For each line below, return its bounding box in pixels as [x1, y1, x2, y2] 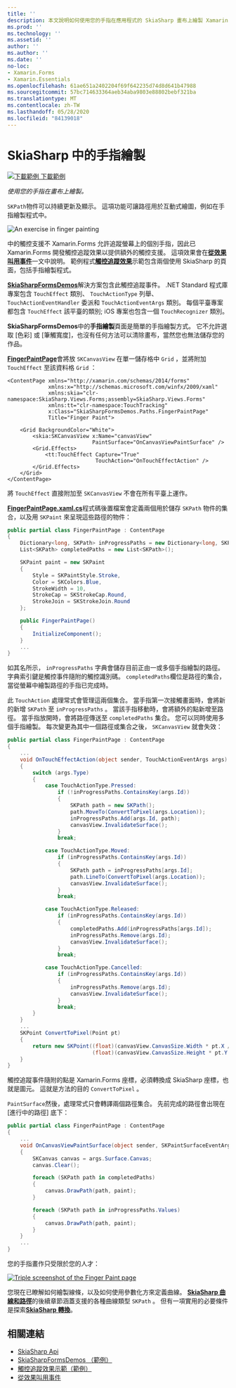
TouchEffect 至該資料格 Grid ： [7, 363, 97, 371]
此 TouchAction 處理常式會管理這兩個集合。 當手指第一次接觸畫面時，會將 [7, 696, 220, 705]
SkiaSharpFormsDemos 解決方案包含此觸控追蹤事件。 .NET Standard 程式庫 [7, 281, 228, 289]
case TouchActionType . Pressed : [44, 782, 137, 790]
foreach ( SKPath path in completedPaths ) [32, 1174, 156, 1181]
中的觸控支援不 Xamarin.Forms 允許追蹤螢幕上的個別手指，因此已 [7, 239, 196, 248]
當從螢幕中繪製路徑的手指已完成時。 [7, 681, 112, 690]
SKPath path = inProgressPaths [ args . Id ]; [70, 866, 193, 874]
